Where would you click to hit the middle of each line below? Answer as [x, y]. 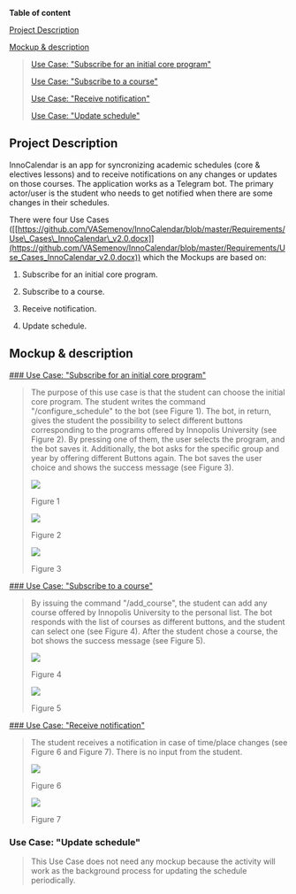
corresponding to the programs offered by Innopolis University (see [154, 429]
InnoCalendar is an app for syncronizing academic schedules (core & [135, 165]
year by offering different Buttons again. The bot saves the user [146, 458]
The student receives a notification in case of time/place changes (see [159, 742]
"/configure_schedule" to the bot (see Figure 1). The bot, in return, [151, 411]
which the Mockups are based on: [205, 257]
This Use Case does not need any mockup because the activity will [153, 861]
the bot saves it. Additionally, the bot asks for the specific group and [155, 448]
